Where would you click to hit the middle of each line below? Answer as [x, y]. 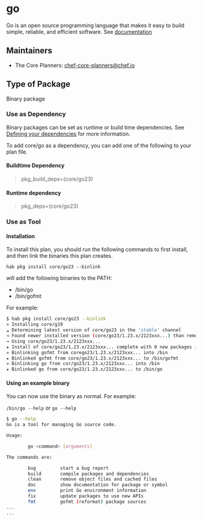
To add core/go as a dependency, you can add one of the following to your [99, 145]
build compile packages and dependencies [88, 474]
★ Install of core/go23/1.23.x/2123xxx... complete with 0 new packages [99, 347]
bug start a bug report [69, 468]
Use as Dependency [36, 114]
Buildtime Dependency [35, 166]
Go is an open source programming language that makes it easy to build [95, 25]
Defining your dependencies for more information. [68, 134]
